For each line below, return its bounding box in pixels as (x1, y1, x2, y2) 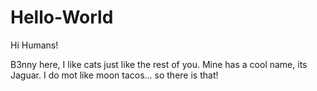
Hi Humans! (10, 39, 59, 51)
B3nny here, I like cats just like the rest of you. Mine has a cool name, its (10, 58, 308, 70)
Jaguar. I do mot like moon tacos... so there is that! (10, 69, 219, 81)
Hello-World (10, 6, 114, 29)
